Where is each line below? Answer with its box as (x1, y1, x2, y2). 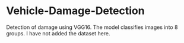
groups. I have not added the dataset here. (6, 29, 111, 37)
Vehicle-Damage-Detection (6, 4, 145, 18)
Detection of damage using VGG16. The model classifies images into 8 (6, 24, 178, 31)
